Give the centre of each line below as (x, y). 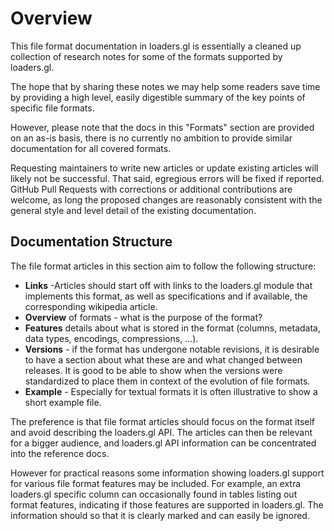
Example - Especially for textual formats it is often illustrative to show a (171, 391)
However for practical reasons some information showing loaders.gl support (167, 473)
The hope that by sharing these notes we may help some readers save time (165, 86)
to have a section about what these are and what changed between (163, 359)
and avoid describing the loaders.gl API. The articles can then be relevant (161, 432)
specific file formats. (52, 108)
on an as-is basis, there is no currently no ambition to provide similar (151, 138)
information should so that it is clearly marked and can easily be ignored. (160, 515)
